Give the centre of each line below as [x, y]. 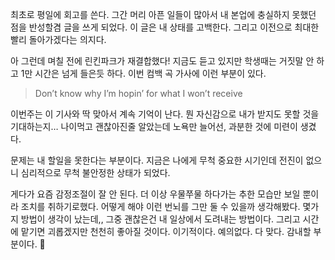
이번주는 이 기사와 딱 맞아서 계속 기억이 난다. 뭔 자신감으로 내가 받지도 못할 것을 [165, 114]
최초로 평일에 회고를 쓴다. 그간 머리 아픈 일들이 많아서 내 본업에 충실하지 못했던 [163, 14]
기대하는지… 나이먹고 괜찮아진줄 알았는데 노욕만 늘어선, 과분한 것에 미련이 [154, 126]
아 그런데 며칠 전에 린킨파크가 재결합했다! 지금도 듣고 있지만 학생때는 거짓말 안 [162, 61]
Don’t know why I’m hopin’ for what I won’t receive [138, 93]
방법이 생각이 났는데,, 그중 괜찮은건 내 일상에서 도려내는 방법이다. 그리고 [160, 219]
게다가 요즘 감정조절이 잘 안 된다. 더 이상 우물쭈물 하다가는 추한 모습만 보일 [155, 194]
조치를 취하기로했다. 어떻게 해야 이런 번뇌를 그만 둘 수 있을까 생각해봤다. [160, 206]
